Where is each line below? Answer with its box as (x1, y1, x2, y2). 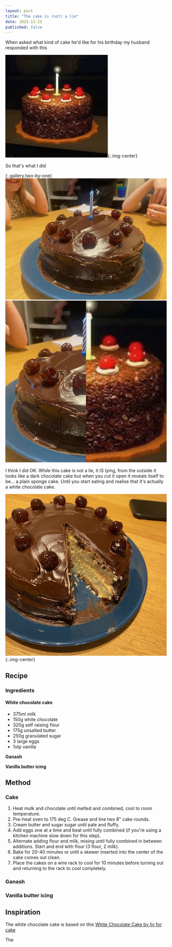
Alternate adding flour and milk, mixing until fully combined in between (12, 838, 162, 844)
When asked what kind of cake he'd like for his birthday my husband (5, 39, 150, 46)
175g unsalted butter (12, 727, 56, 733)
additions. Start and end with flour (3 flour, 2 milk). (12, 843, 119, 849)
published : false (5, 25, 42, 30)
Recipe (5, 671, 28, 680)
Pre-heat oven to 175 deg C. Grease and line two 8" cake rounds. (12, 816, 150, 822)
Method (5, 778, 31, 787)
